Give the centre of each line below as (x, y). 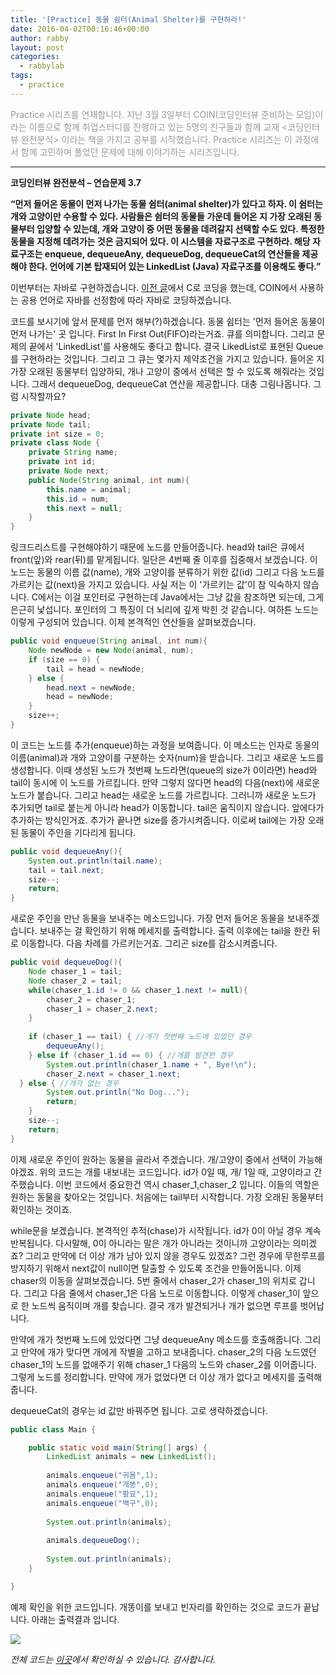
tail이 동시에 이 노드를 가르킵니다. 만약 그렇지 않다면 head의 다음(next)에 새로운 (165, 782)
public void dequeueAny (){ (66, 851)
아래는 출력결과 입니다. (75, 1619)
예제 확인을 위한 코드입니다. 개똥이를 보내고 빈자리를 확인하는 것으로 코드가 (156, 1607)
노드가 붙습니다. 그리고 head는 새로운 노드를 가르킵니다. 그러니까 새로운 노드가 (163, 795)
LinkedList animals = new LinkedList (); (131, 1457)
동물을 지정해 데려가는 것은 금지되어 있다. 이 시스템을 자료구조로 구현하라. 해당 (160, 241)
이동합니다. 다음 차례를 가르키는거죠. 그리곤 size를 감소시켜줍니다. (149, 943)
